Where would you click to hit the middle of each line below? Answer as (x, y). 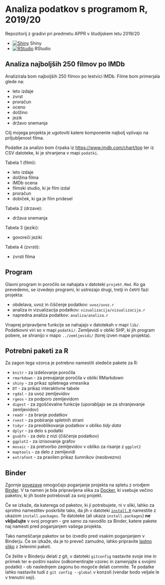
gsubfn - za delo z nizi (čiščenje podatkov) (56, 436)
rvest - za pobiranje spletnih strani (48, 420)
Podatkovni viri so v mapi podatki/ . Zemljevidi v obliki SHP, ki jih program (80, 330)
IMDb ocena (25, 182)
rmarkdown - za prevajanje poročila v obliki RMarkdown (68, 378)
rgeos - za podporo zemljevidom (45, 399)
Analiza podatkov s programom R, (77, 9)
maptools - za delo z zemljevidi (44, 452)
